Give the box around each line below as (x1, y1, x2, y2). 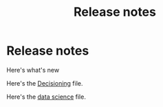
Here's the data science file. (6, 93, 87, 101)
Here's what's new (6, 66, 60, 74)
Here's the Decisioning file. (6, 79, 83, 87)
